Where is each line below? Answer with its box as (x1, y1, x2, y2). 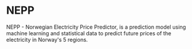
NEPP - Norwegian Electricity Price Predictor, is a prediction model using (6, 23, 186, 30)
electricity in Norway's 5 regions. (6, 36, 88, 43)
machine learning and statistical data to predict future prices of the (6, 29, 172, 36)
